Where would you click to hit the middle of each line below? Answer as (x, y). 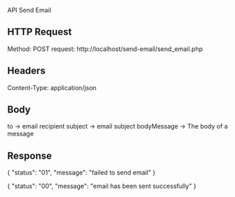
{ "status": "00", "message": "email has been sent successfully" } (102, 186)
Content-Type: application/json (52, 87)
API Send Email (29, 10)
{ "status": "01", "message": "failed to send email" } (81, 173)
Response (30, 155)
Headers (26, 71)
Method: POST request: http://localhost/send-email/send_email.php (105, 49)
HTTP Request (40, 32)
